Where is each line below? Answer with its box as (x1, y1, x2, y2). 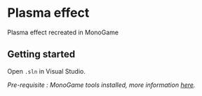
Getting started (7, 48, 76, 60)
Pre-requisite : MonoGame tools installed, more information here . (7, 81, 196, 89)
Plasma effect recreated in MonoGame (7, 28, 119, 36)
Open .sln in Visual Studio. (7, 67, 86, 75)
